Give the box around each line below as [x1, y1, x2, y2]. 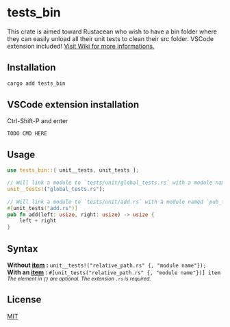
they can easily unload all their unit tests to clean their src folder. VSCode [7, 34, 214, 42]
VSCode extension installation [7, 99, 139, 111]
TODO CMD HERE [7, 130, 48, 138]
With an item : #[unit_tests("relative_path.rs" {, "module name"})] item [7, 268, 221, 276]
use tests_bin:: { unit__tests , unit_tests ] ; [7, 167, 139, 174]
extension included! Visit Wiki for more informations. [7, 42, 155, 50]
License [7, 294, 42, 306]
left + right [19, 218, 57, 224]
